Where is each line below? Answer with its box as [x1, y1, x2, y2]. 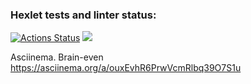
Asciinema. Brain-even [10, 51, 104, 63]
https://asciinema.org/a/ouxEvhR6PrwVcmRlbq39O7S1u [10, 62, 242, 74]
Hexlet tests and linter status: [10, 8, 157, 22]
